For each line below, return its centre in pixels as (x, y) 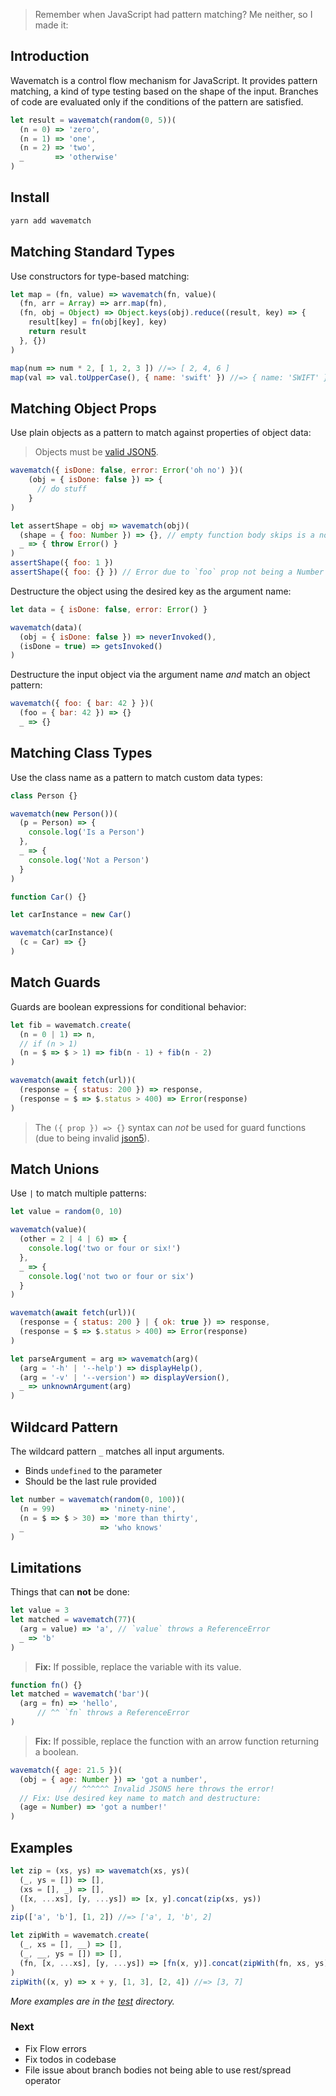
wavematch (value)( (48, 1230)
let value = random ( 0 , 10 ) (66, 1212)
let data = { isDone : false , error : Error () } (109, 609)
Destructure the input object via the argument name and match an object (160, 675)
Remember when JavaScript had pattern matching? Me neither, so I (173, 14)
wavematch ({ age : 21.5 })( (66, 1770)
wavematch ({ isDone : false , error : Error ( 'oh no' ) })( (127, 470)
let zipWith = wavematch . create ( (80, 1935)
